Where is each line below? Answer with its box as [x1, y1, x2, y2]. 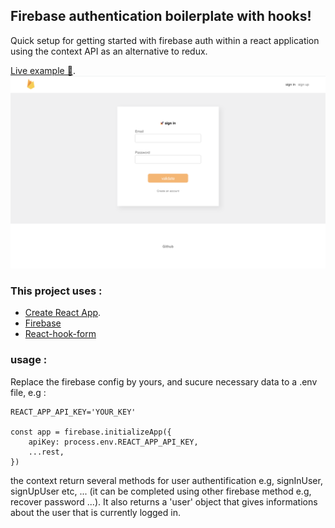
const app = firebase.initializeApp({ [10, 427, 172, 437]
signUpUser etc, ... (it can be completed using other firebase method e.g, [10, 485, 312, 497]
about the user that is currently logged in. [10, 506, 181, 518]
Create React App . [24, 307, 102, 319]
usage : [10, 353, 48, 367]
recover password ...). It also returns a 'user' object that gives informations [10, 495, 318, 508]
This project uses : [10, 284, 103, 298]
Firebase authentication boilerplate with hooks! [10, 8, 312, 25]
